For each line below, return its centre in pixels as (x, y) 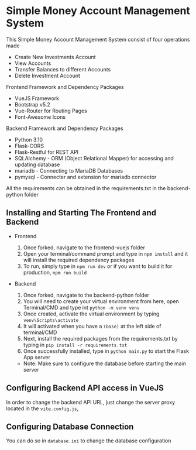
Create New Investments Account (55, 57)
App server (37, 357)
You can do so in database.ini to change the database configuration (89, 441)
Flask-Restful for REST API (47, 152)
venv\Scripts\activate (51, 320)
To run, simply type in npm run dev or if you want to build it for (98, 266)
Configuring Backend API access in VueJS (85, 388)
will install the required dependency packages (79, 260)
